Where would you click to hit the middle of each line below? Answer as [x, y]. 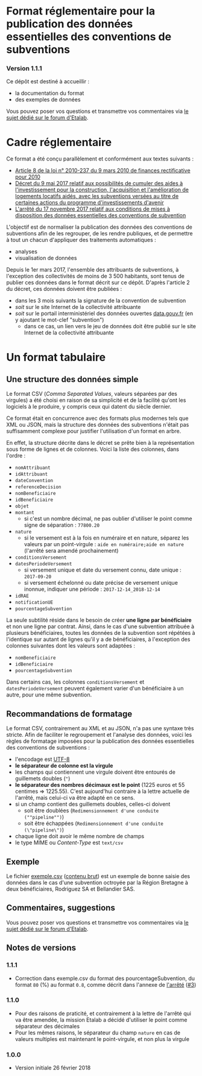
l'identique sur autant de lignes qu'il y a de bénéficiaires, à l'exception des [98, 639]
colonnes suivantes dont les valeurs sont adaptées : [71, 646]
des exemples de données [48, 100]
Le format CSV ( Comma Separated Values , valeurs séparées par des [92, 394]
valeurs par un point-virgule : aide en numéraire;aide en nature [104, 544]
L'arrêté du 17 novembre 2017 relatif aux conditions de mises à [93, 209]
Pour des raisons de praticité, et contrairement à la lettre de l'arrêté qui [103, 1013]
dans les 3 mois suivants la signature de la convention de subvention [100, 301]
